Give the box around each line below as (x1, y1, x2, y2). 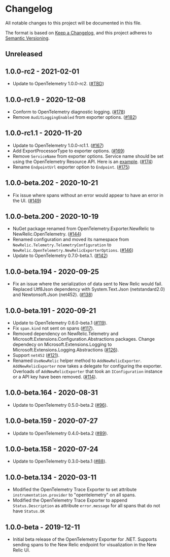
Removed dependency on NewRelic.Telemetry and (12, 331, 119, 337)
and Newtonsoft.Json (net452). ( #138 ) (12, 291, 93, 298)
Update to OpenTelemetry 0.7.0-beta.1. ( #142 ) (12, 252, 108, 259)
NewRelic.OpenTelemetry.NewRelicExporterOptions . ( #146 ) (12, 247, 133, 253)
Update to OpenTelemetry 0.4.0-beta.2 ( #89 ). (12, 430, 108, 436)
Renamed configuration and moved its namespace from (12, 237, 129, 243)
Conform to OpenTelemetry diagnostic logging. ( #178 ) (12, 109, 125, 115)
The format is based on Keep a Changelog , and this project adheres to (5, 29, 152, 36)
